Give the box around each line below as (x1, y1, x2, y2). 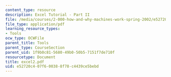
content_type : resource (5, 7, 56, 13)
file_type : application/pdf (5, 21, 65, 27)
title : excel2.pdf (5, 59, 44, 64)
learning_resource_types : (5, 26, 60, 31)
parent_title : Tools (5, 41, 49, 46)
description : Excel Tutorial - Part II (5, 12, 90, 17)
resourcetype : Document (5, 54, 56, 60)
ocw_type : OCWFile (5, 36, 44, 41)
